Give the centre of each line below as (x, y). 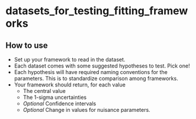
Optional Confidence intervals (60, 104)
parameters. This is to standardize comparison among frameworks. (96, 78)
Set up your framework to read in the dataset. (70, 59)
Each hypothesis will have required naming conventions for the (91, 72)
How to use (27, 45)
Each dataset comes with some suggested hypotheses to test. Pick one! (102, 66)
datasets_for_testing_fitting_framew (97, 11)
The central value (44, 91)
